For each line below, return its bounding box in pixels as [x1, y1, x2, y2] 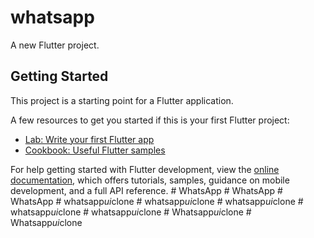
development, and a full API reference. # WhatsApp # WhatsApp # [10, 184, 283, 196]
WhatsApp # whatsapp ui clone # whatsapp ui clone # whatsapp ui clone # [10, 195, 304, 207]
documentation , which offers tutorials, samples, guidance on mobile [10, 174, 290, 186]
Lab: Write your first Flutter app [24, 133, 155, 145]
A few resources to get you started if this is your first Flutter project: [10, 114, 290, 126]
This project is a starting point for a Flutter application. [10, 94, 234, 106]
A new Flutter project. [10, 39, 100, 51]
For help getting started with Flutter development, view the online [10, 163, 280, 175]
